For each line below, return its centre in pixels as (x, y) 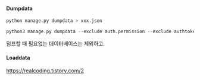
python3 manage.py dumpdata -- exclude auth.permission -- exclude (89, 32)
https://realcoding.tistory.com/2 (45, 71)
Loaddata (18, 57)
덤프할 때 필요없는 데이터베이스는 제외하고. (56, 43)
